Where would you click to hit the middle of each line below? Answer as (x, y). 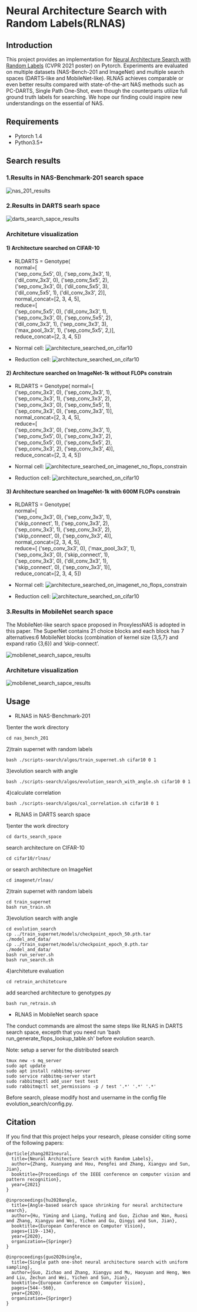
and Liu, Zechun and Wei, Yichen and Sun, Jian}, (68, 1277)
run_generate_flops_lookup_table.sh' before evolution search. (81, 1038)
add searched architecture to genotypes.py (59, 993)
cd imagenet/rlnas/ (30, 880)
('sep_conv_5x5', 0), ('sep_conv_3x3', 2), (64, 436)
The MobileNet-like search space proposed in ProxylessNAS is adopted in (96, 625)
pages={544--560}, (34, 1288)
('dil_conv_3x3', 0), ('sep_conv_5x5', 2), (62, 280)
